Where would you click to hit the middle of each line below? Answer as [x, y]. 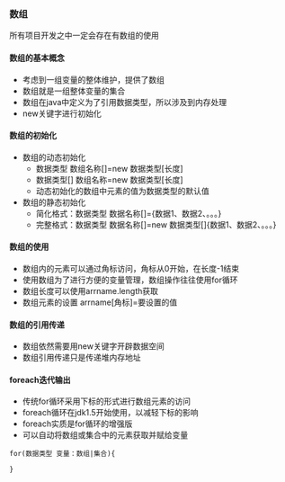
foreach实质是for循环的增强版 [77, 424]
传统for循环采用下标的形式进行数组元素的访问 [107, 401]
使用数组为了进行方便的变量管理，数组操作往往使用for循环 [130, 280]
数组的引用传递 [37, 325]
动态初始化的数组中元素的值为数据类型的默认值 [122, 191]
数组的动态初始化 [54, 157]
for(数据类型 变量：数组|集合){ [62, 454]
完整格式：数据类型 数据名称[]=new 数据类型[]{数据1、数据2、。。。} [156, 224]
